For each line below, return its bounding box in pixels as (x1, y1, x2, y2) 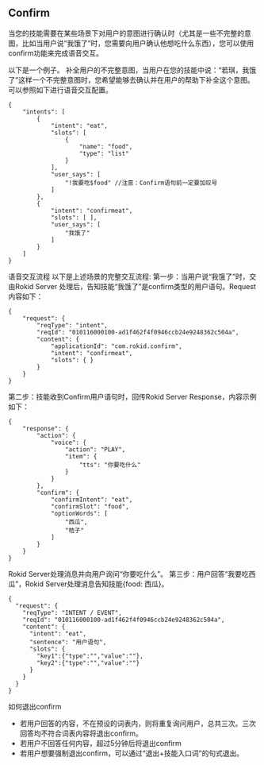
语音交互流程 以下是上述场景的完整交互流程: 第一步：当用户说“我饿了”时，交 (8, 272, 257, 281)
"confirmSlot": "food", (50, 502, 129, 511)
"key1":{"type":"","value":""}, (36, 651, 144, 660)
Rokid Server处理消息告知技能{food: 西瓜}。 (25, 579, 169, 589)
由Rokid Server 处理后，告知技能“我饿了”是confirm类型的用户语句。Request (8, 281, 256, 291)
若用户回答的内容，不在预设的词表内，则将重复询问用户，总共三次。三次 (19, 718, 256, 728)
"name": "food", (78, 142, 133, 150)
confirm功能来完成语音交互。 (8, 48, 103, 58)
